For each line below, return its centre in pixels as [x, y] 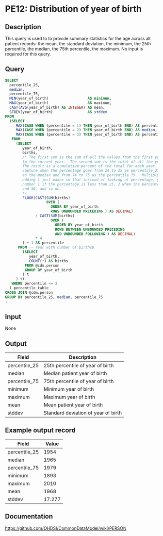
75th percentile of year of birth [79, 381]
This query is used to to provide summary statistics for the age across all [78, 38]
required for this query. [28, 54]
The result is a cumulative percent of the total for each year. [90, 166]
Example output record [41, 430]
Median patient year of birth [75, 373]
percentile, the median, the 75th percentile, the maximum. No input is [74, 49]
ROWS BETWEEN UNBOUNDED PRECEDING [90, 229]
